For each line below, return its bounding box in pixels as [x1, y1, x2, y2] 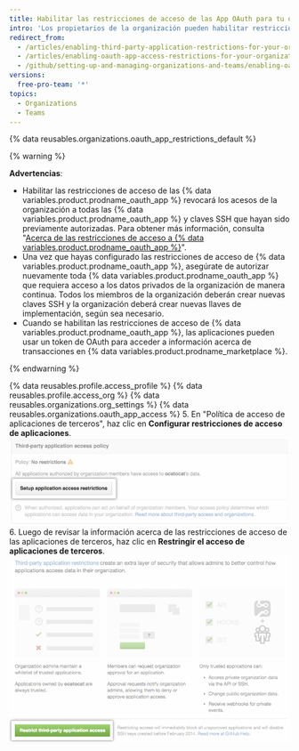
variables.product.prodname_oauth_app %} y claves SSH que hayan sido [21, 214, 290, 224]
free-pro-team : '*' [17, 80, 90, 89]
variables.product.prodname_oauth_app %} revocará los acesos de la [21, 195, 278, 206]
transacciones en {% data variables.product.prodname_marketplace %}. [21, 346, 288, 357]
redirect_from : [9, 33, 66, 42]
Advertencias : [9, 168, 63, 179]
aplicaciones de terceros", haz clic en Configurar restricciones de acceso [9, 418, 283, 429]
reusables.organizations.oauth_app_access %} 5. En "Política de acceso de [9, 409, 286, 420]
